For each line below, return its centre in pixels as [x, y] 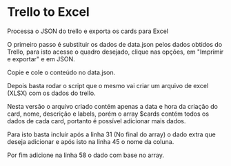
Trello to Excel [48, 12]
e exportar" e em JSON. [41, 59]
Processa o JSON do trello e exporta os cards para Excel [88, 31]
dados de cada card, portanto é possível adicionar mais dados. [97, 121]
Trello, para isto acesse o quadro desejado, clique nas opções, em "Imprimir [115, 52]
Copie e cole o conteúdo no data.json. [61, 72]
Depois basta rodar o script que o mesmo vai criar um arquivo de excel [108, 85]
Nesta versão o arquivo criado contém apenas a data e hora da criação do [113, 106]
